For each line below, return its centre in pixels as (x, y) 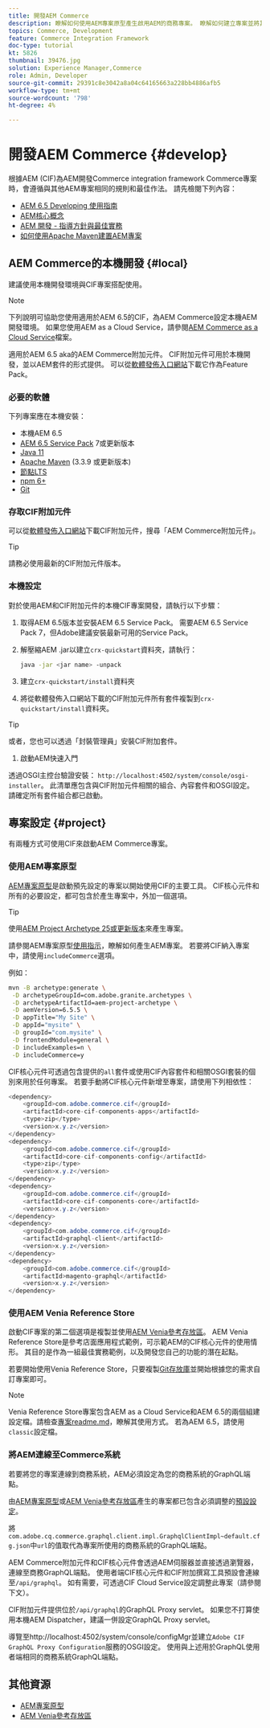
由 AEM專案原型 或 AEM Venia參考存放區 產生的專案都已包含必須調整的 (122, 1501)
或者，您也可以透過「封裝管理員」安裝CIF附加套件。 (95, 741)
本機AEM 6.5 (41, 433)
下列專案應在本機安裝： (47, 416)
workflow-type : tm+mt (45, 90)
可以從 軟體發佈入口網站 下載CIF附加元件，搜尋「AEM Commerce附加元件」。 (134, 530)
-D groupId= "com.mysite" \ (57, 1033)
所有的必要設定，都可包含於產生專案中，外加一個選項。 (100, 895)
